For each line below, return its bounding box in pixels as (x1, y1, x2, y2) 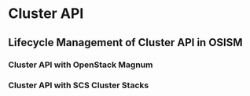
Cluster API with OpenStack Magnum (8, 59, 153, 70)
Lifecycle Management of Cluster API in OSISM (8, 36, 243, 49)
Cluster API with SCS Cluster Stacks (8, 80, 149, 91)
